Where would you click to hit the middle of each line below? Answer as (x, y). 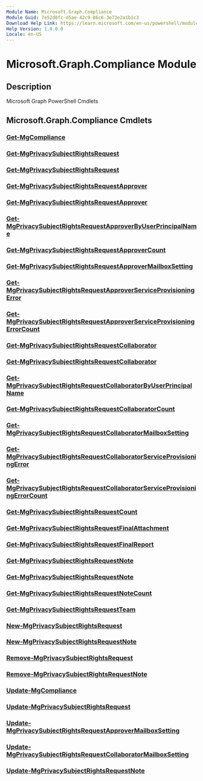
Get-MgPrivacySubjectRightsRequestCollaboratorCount (91, 409)
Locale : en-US (24, 35)
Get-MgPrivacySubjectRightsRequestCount (72, 512)
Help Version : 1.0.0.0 (35, 29)
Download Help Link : (32, 23)
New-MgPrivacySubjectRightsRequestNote (72, 642)
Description (29, 86)
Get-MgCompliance (36, 137)
